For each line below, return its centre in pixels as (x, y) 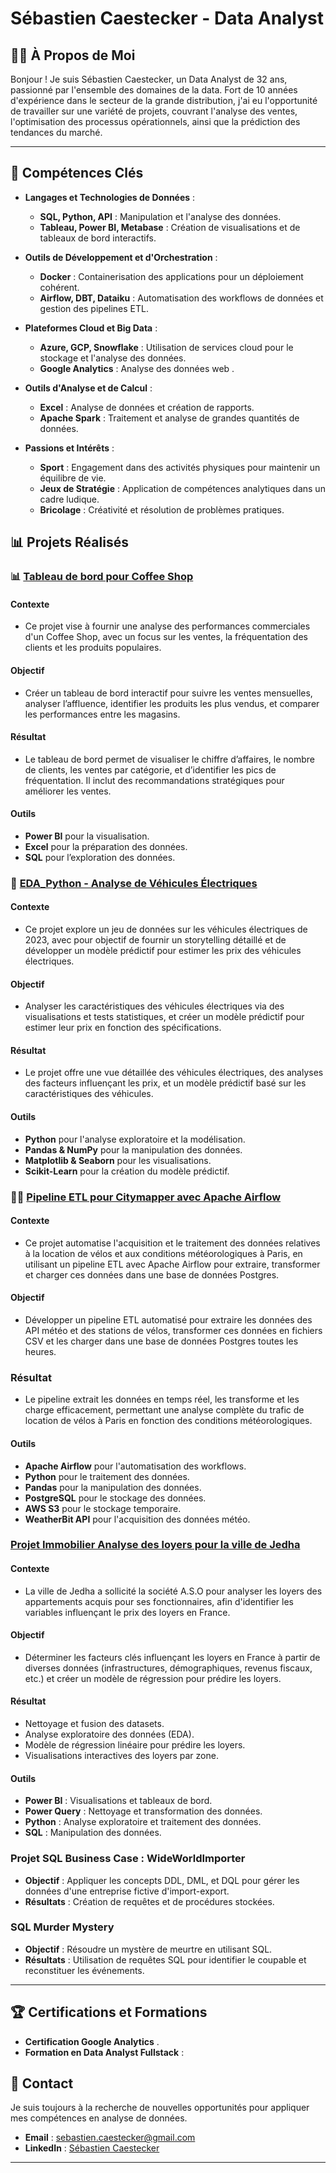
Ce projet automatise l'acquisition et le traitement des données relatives (172, 1243)
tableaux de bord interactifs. (98, 238)
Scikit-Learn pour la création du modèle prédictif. (127, 1171)
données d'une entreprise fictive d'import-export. (127, 1891)
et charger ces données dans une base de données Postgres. (152, 1274)
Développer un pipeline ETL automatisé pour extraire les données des (168, 1320)
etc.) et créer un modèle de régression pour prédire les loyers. (153, 1678)
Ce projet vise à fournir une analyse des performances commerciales (167, 626)
